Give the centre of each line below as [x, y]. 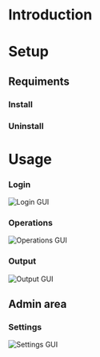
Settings [25, 327]
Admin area [38, 304]
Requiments [39, 81]
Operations [31, 223]
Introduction [50, 15]
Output [22, 261]
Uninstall [26, 126]
